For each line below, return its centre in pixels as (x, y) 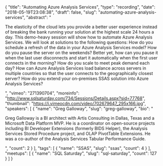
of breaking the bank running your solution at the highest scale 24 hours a (80, 32)
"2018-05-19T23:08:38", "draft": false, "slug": (51, 12)
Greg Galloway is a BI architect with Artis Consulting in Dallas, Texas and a (80, 118)
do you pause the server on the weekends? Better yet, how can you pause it (81, 53)
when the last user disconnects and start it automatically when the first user (81, 58)
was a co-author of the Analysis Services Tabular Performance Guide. (75, 139)
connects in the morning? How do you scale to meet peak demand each (77, 63)
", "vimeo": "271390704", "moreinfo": (42, 93)
